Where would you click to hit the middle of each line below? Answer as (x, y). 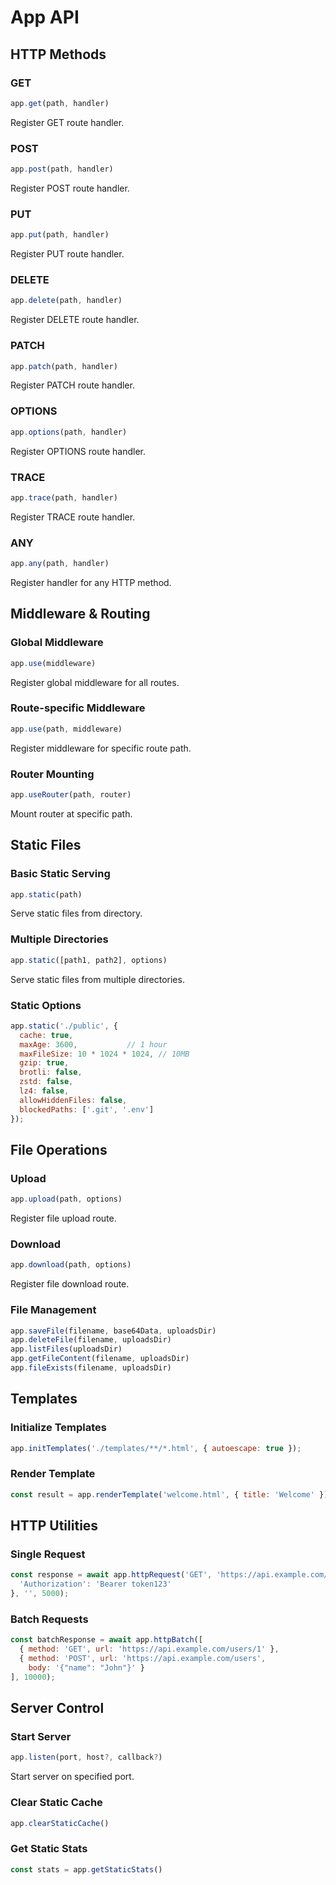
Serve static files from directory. (76, 913)
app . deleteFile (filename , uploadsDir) (91, 1340)
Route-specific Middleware (78, 708)
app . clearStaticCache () (60, 1823)
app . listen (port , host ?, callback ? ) (86, 1757)
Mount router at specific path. (71, 813)
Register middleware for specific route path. (101, 748)
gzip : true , (44, 1063)
